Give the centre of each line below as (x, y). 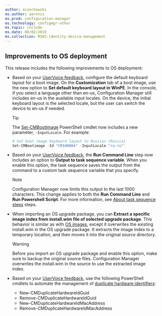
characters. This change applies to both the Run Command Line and (81, 194)
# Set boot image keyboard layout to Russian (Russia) (69, 141)
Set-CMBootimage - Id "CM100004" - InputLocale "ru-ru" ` (69, 146)
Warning (20, 244)
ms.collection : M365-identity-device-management (55, 37)
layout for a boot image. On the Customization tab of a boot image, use (84, 83)
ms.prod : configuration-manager (38, 18)
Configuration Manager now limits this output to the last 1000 (73, 189)
